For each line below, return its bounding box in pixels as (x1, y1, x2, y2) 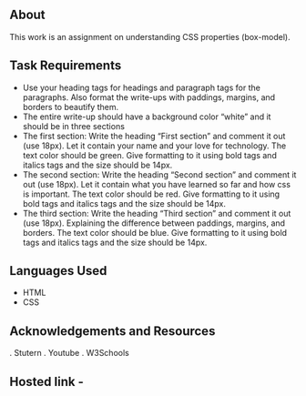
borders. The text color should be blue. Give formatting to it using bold (22, 227, 288, 238)
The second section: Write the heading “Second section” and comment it (22, 168, 297, 180)
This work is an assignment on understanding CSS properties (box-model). (9, 31, 291, 42)
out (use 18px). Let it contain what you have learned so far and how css (22, 178, 291, 189)
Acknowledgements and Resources (9, 323, 216, 339)
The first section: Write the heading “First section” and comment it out (22, 130, 286, 141)
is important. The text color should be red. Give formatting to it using (22, 188, 280, 199)
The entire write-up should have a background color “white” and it (22, 111, 271, 122)
